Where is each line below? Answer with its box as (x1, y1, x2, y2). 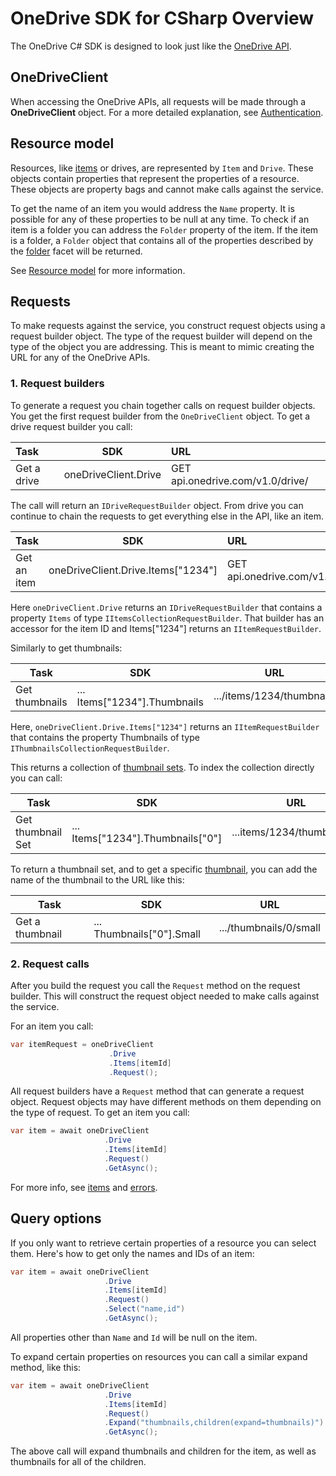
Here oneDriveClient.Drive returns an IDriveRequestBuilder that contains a (10, 601, 323, 613)
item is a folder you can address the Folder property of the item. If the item (10, 223, 319, 236)
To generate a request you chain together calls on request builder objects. (10, 399, 316, 411)
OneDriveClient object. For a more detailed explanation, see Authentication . (10, 106, 324, 118)
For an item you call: (10, 1020, 94, 1032)
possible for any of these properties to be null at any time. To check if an (10, 213, 310, 225)
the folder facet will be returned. (10, 245, 143, 257)
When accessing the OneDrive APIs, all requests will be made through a (10, 95, 307, 107)
